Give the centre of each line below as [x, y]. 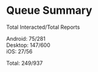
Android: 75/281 [26, 38]
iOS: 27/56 [20, 51]
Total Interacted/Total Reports [43, 27]
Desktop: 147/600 [28, 45]
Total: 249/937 [25, 63]
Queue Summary [49, 10]
